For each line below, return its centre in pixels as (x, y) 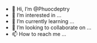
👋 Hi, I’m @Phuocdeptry (41, 9)
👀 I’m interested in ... (36, 15)
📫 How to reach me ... (39, 34)
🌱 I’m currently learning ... (43, 21)
